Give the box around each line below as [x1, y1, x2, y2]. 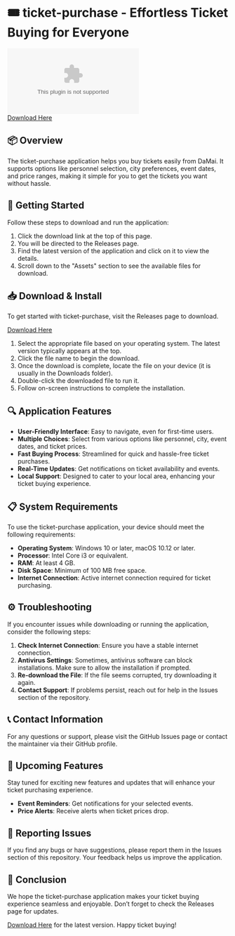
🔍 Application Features [7, 405, 112, 417]
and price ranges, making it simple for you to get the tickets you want [7, 172, 208, 180]
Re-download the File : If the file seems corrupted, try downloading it [17, 670, 217, 679]
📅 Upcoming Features [7, 760, 104, 772]
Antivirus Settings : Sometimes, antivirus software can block [17, 656, 193, 664]
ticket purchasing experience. [7, 786, 93, 794]
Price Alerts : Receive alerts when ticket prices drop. [17, 807, 170, 815]
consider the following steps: [7, 628, 91, 636]
